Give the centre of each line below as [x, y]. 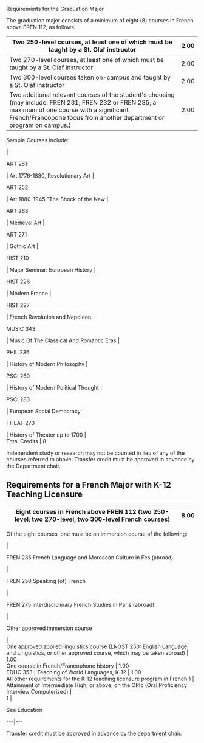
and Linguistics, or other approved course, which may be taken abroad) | [97, 652]
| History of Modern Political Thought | [54, 388]
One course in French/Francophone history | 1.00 [68, 666]
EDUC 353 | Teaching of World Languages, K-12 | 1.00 [74, 672]
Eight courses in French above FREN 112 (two [83, 511]
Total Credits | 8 [26, 441]
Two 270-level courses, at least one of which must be [87, 60]
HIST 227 [18, 305]
